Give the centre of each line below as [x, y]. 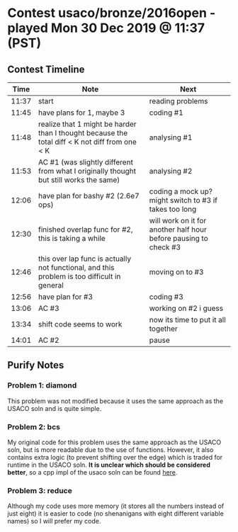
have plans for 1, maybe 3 [81, 113]
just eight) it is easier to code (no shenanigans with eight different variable [116, 514]
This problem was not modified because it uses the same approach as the [115, 401]
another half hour [178, 230]
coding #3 [166, 297]
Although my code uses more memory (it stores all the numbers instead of [116, 506]
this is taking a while [72, 238]
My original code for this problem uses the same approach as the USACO [114, 442]
